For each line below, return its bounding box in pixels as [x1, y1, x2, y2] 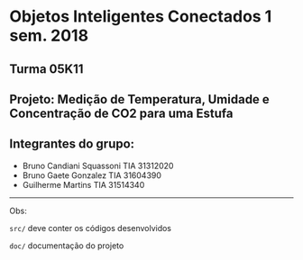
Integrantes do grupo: [9, 137, 135, 152]
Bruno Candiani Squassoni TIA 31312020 [22, 160, 174, 171]
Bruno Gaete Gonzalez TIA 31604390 [22, 169, 162, 181]
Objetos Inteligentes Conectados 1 [9, 6, 272, 27]
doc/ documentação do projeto [9, 240, 124, 251]
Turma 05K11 [9, 61, 84, 76]
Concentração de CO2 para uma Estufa [9, 105, 234, 121]
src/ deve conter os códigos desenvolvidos [9, 222, 172, 233]
